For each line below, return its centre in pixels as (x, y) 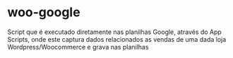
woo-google (44, 12)
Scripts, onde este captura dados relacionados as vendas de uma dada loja (117, 39)
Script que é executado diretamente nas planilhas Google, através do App (115, 32)
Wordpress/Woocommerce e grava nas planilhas (78, 47)
